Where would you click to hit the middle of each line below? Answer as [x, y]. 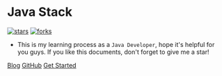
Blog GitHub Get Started [42, 65]
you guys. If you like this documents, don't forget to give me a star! [113, 52]
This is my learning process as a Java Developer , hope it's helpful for [116, 44]
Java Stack [40, 12]
